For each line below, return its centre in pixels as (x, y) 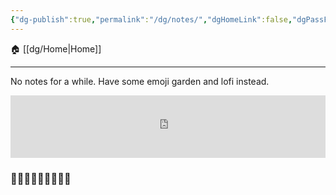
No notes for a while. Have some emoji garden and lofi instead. (140, 81)
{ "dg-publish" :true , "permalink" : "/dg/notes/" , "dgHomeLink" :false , (151, 19)
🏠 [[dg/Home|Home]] (56, 48)
